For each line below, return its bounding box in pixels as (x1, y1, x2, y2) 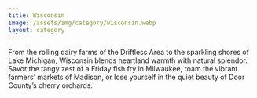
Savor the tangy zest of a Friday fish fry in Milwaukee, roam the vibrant (8, 64, 238, 74)
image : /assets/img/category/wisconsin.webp (8, 19, 156, 27)
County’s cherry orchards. (8, 81, 93, 90)
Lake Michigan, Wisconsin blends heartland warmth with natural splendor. (8, 56, 248, 65)
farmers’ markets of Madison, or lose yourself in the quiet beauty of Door (8, 72, 245, 82)
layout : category (8, 26, 65, 34)
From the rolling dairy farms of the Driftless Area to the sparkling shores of (8, 48, 250, 57)
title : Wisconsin (8, 11, 65, 20)
